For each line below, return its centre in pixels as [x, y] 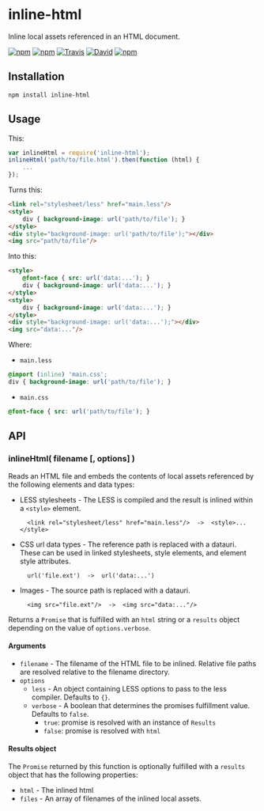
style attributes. [45, 561]
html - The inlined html [57, 790]
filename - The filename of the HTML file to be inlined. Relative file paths [138, 663]
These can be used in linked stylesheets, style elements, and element [133, 552]
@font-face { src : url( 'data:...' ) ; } [86, 279]
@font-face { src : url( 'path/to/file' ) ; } [79, 411]
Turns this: [26, 190]
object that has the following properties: [73, 775]
